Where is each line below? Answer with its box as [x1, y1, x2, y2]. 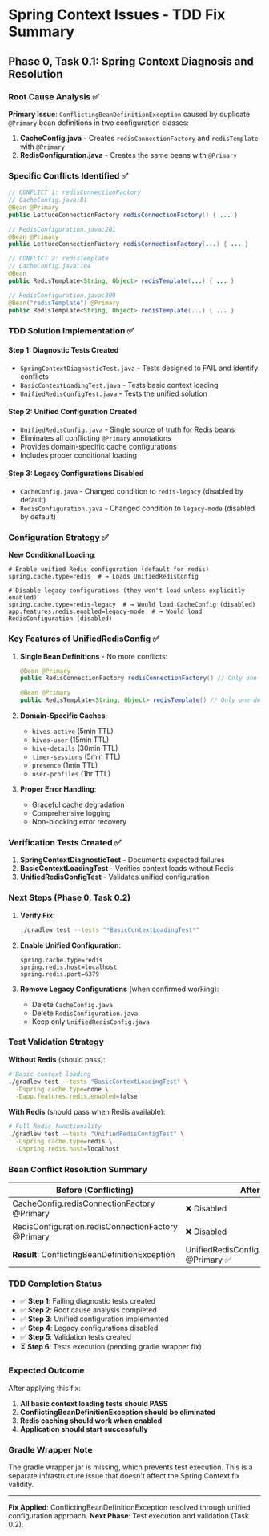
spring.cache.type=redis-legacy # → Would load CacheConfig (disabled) [8, 601, 256, 609]
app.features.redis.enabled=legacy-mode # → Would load [8, 607, 203, 616]
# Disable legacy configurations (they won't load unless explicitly [8, 587, 246, 595]
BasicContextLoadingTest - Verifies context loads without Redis [19, 864, 234, 873]
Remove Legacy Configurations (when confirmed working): [19, 984, 219, 994]
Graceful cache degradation [31, 800, 126, 810]
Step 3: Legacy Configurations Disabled [8, 469, 144, 478]
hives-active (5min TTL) [31, 727, 114, 736]
